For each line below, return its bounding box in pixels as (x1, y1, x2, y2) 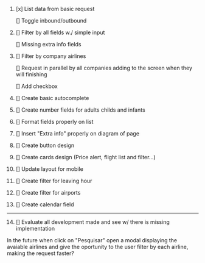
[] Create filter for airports (15, 189, 81, 196)
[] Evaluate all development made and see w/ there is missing (15, 218, 170, 225)
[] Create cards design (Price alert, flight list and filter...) (15, 154, 156, 160)
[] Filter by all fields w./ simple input (15, 29, 105, 36)
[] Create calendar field (15, 201, 75, 208)
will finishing (15, 71, 47, 78)
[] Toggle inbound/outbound (15, 17, 87, 24)
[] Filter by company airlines (15, 52, 86, 60)
